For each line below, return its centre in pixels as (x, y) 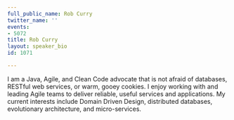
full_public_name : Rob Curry (50, 14)
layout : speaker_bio (38, 46)
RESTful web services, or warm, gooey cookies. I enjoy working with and (113, 86)
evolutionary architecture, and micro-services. (74, 109)
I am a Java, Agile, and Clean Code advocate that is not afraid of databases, (117, 79)
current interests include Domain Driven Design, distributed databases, (110, 101)
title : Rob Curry (33, 40)
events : (19, 27)
